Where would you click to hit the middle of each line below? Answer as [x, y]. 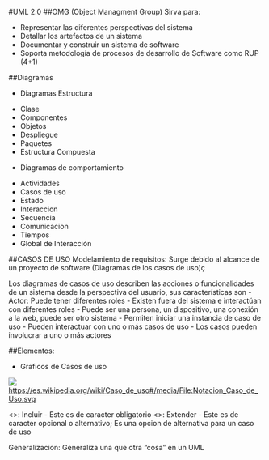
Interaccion [39, 209]
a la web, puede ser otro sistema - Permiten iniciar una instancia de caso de [134, 318]
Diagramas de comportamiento [71, 168]
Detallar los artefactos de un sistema [81, 36]
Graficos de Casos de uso [63, 366]
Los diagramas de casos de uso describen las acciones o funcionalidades [131, 283]
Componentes [44, 117]
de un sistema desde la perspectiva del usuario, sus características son [127, 292]
